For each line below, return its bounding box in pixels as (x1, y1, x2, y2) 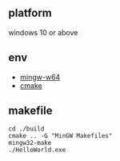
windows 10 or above (8, 27, 78, 37)
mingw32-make (8, 139, 52, 147)
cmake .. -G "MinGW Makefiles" (8, 132, 113, 140)
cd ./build (8, 125, 45, 133)
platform (8, 6, 52, 20)
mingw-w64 (19, 72, 61, 82)
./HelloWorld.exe (8, 146, 66, 155)
